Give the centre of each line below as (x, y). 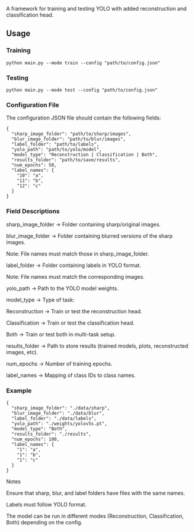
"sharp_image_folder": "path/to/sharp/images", (71, 134)
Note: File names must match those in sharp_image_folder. (78, 254)
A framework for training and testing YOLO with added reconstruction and (96, 9)
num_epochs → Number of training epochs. (59, 363)
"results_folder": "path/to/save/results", (66, 160)
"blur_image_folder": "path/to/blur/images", (69, 139)
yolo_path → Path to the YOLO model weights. (62, 288)
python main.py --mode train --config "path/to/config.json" (83, 63)
